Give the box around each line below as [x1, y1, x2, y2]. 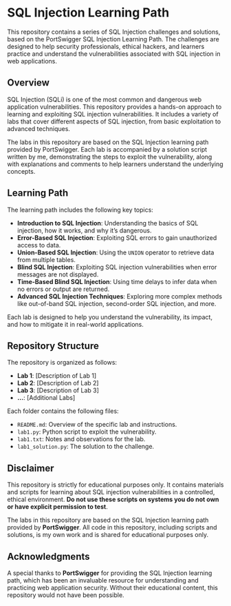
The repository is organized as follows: [7, 358, 118, 367]
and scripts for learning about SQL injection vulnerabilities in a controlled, [7, 488, 215, 496]
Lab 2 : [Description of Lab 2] [16, 379, 99, 387]
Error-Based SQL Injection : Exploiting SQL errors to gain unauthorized [16, 233, 217, 242]
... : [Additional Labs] [16, 394, 76, 402]
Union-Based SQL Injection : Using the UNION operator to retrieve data [16, 248, 214, 256]
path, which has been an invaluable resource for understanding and [7, 576, 199, 584]
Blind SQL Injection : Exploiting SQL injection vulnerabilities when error [16, 263, 217, 271]
